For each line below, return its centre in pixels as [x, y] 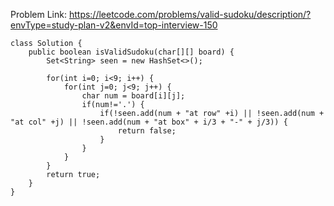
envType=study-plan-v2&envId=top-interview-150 [114, 25]
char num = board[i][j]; [133, 96]
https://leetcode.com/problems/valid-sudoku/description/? [190, 14]
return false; [147, 131]
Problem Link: [38, 14]
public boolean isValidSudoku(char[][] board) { [131, 52]
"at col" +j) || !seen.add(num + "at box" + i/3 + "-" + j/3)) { [149, 122]
